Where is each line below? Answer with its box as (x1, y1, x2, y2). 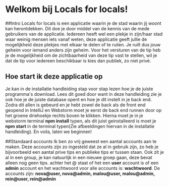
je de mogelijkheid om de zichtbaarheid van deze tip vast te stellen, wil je (5, 52, 157, 58)
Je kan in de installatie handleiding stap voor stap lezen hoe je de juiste (5, 86, 153, 92)
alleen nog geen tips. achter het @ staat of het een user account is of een (5, 160, 159, 166)
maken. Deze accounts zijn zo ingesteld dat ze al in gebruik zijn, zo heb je (5, 144, 159, 150)
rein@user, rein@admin (5, 175, 57, 182)
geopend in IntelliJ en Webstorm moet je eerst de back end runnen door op (5, 107, 162, 113)
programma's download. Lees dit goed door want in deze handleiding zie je (5, 91, 162, 97)
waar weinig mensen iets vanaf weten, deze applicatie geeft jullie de (5, 36, 147, 42)
